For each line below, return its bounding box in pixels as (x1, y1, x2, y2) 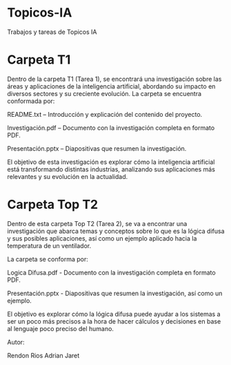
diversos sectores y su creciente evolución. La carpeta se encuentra (7, 89, 202, 97)
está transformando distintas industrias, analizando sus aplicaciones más (7, 165, 216, 174)
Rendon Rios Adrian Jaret (7, 351, 80, 359)
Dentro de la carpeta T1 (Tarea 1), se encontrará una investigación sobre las (7, 75, 222, 83)
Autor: (7, 337, 26, 346)
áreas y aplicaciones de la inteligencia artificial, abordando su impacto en (7, 82, 216, 91)
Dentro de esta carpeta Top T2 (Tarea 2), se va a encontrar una (7, 219, 188, 227)
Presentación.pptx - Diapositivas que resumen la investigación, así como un (7, 289, 223, 297)
